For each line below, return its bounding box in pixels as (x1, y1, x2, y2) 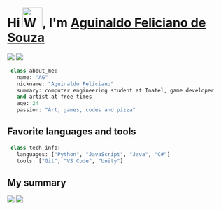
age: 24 (16, 100, 39, 107)
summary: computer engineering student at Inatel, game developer (16, 87, 215, 94)
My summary (7, 176, 66, 188)
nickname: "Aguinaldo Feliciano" (16, 80, 114, 87)
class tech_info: (10, 144, 61, 151)
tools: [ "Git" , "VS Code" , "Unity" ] (16, 157, 124, 164)
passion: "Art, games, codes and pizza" (16, 106, 136, 113)
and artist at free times (16, 93, 92, 101)
